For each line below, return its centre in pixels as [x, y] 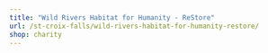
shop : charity [36, 34]
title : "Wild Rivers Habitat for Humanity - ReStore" [112, 18]
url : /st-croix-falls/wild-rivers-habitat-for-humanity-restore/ [134, 26]
